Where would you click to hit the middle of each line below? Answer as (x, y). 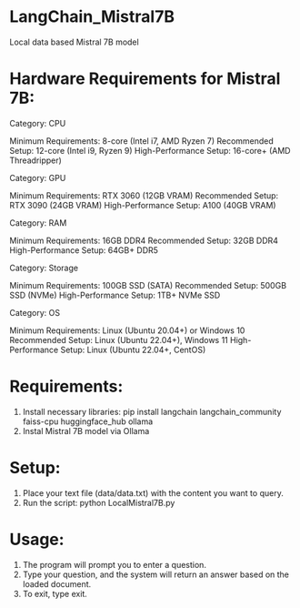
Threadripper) (35, 160)
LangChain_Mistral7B (92, 17)
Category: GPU (38, 177)
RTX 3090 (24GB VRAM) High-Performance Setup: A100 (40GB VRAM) (143, 205)
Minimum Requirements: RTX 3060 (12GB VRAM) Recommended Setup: (144, 195)
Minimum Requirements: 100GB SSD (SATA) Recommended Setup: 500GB (148, 285)
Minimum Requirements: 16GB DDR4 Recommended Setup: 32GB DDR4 (144, 240)
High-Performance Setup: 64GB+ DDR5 (84, 250)
